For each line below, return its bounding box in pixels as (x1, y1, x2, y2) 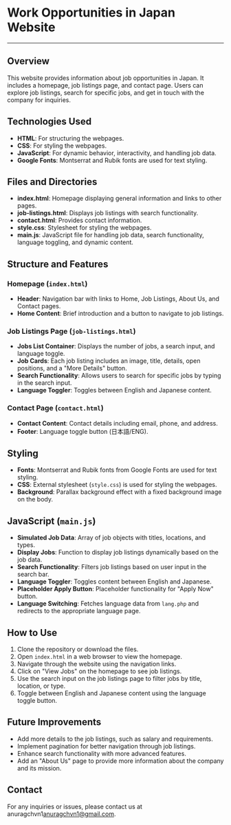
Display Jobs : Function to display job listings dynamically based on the (16, 548, 219, 557)
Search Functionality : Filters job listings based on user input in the (16, 563, 207, 571)
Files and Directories (7, 176, 98, 188)
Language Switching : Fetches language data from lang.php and (16, 599, 199, 608)
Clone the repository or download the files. (16, 645, 139, 653)
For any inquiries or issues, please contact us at (7, 802, 143, 811)
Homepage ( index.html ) (7, 279, 88, 288)
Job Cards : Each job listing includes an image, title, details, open (16, 357, 201, 365)
